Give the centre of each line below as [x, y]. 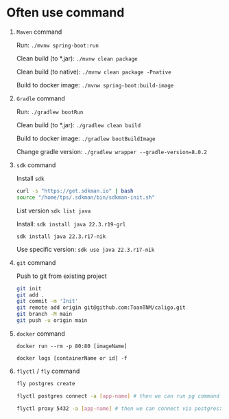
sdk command [36, 165]
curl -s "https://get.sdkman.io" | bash [75, 191]
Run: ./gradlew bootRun [50, 111]
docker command [41, 333]
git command [36, 262]
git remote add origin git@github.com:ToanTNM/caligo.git [101, 308]
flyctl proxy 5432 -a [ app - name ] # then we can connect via [104, 408]
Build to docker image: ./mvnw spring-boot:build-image [95, 85]
